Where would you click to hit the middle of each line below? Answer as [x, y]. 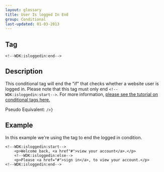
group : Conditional [26, 19]
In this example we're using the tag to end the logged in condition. [74, 137]
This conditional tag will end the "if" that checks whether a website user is [82, 83]
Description [24, 71]
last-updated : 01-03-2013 [32, 24]
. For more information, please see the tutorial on [108, 94]
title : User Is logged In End [37, 15]
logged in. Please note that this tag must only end [57, 89]
